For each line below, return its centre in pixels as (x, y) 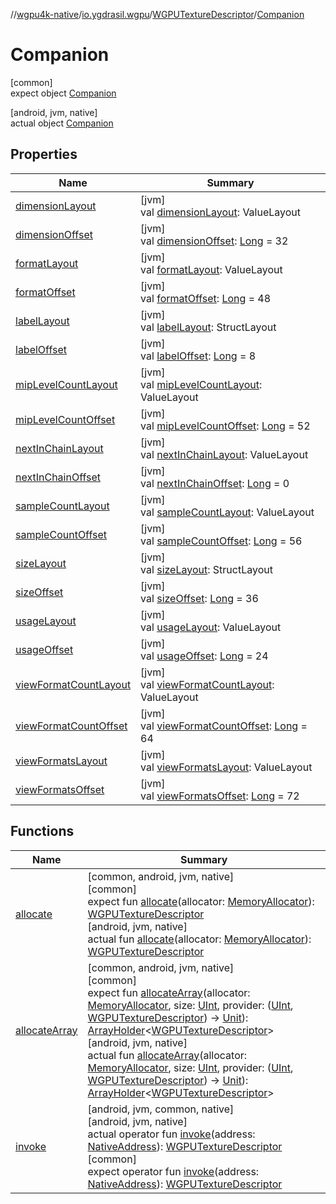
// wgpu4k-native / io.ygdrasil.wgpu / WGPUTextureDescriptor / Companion (157, 14)
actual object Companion (62, 123)
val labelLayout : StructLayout (208, 327)
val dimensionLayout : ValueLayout (221, 212)
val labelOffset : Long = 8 (198, 356)
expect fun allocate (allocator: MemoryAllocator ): (201, 901)
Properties (44, 154)
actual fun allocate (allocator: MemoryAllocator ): (199, 939)
